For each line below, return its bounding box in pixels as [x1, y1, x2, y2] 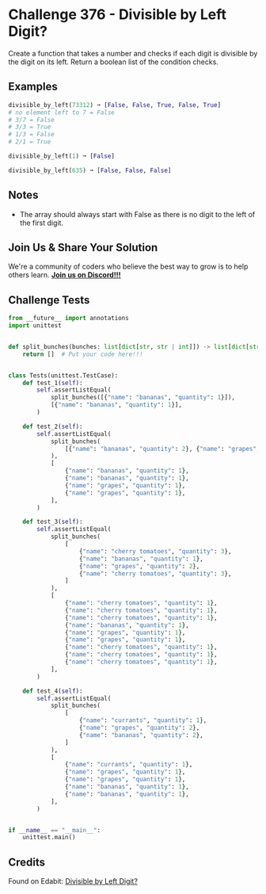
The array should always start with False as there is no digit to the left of [19, 209, 256, 219]
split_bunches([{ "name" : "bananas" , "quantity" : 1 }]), [50, 394, 236, 402]
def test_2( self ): [22, 422, 83, 430]
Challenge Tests [8, 293, 90, 307]
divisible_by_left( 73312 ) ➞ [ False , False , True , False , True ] [8, 101, 222, 109]
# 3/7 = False [8, 116, 55, 124]
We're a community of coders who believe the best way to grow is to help [8, 262, 249, 271]
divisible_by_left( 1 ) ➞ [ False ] [8, 152, 115, 160]
